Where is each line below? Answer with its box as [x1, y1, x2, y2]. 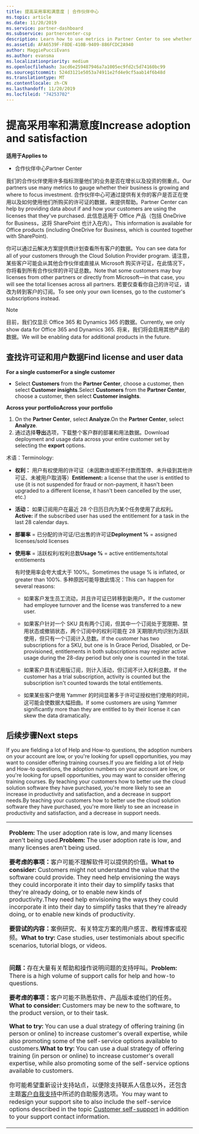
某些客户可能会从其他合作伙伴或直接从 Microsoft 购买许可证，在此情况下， [6, 259, 188, 267]
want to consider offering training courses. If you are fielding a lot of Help [6, 759, 184, 766]
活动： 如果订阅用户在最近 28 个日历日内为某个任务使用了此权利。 [14, 505, 176, 513]
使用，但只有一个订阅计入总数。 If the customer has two [23, 635, 160, 642]
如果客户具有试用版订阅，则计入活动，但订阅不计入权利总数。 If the [23, 666, 187, 673]
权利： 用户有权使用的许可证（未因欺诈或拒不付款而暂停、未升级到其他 [14, 467, 188, 474]
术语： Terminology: [6, 454, 54, 461]
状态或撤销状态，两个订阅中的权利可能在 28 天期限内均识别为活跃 [28, 627, 189, 634]
